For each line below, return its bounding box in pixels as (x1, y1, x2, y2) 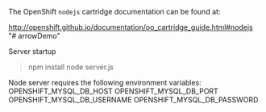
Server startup (8, 47, 56, 56)
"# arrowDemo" (8, 31, 60, 40)
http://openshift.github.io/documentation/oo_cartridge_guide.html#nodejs (8, 23, 253, 31)
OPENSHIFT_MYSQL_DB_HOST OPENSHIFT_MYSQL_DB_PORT (8, 86, 219, 96)
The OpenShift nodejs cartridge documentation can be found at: (8, 7, 221, 16)
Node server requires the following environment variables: (8, 78, 202, 87)
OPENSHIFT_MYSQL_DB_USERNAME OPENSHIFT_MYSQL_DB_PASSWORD (8, 95, 259, 104)
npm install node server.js (27, 62, 114, 72)
